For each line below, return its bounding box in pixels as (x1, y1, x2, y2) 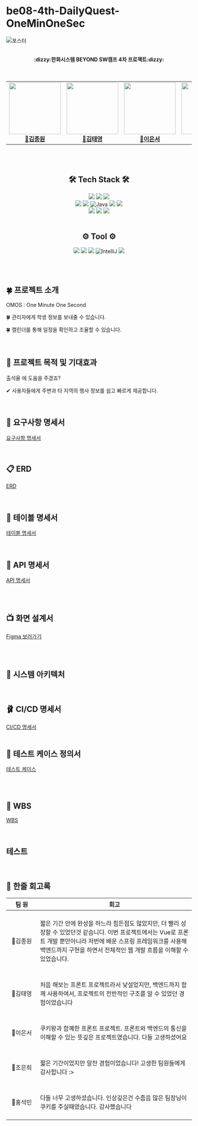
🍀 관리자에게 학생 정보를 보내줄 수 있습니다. (6, 313, 106, 321)
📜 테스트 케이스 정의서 (6, 749, 81, 759)
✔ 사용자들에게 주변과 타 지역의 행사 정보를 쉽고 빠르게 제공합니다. (6, 387, 158, 394)
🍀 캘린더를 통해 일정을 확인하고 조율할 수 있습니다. (6, 326, 122, 333)
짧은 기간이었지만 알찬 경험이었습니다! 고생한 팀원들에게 (40, 1059, 186, 1067)
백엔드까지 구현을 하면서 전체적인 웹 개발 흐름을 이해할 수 (40, 946, 189, 954)
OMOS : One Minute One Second (6, 301, 87, 308)
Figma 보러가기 (6, 633, 42, 640)
